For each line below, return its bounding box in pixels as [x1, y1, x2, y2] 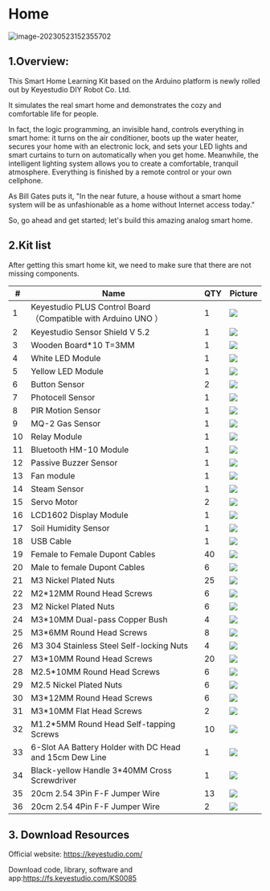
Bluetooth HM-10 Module [31, 444, 129, 455]
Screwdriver [31, 774, 77, 786]
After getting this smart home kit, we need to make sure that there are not [8, 260, 252, 269]
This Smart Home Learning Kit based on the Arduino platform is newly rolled [8, 76, 261, 85]
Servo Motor [31, 496, 78, 507]
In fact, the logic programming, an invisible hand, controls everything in [8, 124, 244, 133]
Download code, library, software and [8, 865, 133, 875]
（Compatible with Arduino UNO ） [31, 313, 163, 324]
